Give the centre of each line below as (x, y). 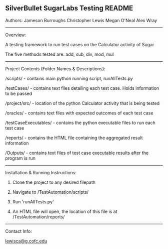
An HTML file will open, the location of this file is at (65, 211)
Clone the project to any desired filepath (54, 182)
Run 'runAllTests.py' (33, 202)
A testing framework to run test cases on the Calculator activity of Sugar (80, 44)
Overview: (16, 35)
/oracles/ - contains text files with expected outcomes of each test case (79, 113)
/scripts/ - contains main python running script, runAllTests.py (69, 78)
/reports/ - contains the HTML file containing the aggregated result (74, 138)
